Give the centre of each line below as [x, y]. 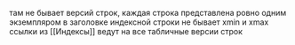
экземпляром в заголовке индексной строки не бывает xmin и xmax [139, 22]
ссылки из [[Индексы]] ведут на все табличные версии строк [126, 31]
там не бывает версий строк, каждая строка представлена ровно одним [148, 13]
